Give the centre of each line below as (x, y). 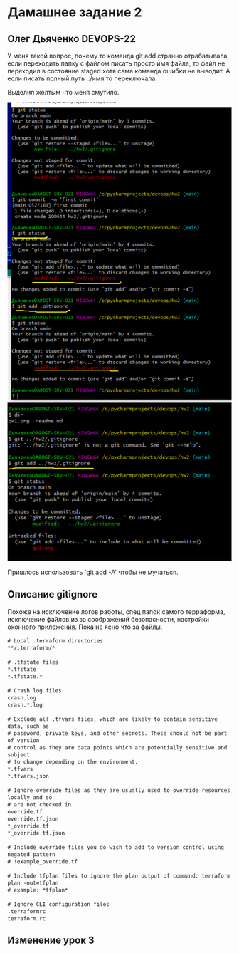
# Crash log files (34, 691)
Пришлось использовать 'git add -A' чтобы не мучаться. (93, 572)
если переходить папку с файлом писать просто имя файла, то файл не (116, 63)
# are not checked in (39, 804)
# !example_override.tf (43, 861)
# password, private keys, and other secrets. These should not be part (117, 733)
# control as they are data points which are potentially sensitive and (117, 748)
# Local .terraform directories (55, 641)
